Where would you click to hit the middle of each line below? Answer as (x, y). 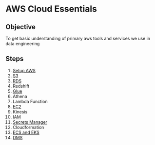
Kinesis (20, 112)
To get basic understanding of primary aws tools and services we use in (78, 38)
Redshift (21, 86)
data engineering (23, 44)
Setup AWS (24, 70)
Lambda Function (30, 101)
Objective (21, 27)
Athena (20, 96)
